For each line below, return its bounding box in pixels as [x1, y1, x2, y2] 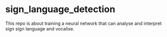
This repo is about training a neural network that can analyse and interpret [5, 20, 162, 26]
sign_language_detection [5, 4, 115, 15]
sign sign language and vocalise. [5, 25, 75, 31]
